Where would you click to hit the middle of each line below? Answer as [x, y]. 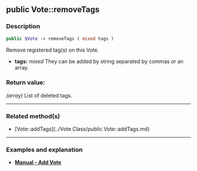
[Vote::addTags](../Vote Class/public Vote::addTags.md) [82, 129]
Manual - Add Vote [38, 162]
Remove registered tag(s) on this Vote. [52, 50]
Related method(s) [33, 116]
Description [23, 26]
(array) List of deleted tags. [39, 95]
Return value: [26, 83]
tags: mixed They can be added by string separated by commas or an [99, 61]
